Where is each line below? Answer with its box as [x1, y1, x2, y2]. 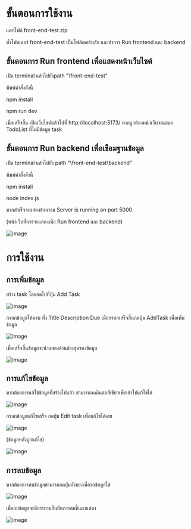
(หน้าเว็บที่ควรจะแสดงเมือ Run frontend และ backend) [6, 218, 123, 225]
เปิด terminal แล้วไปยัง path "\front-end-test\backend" [6, 159, 133, 166]
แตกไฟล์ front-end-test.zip [6, 26, 68, 33]
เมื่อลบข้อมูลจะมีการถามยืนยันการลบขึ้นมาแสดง [6, 505, 96, 512]
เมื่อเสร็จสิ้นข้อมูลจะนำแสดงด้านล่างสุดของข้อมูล [6, 344, 98, 351]
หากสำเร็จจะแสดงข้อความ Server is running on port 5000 [6, 206, 133, 213]
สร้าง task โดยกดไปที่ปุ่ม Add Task [6, 290, 80, 298]
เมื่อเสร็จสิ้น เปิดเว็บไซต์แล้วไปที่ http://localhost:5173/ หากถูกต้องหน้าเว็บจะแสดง [6, 119, 173, 126]
